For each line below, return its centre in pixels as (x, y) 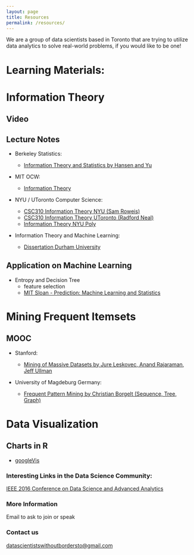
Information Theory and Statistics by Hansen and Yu (88, 165)
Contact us (22, 532)
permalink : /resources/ (36, 23)
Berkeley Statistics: (38, 153)
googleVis (27, 460)
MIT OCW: (27, 177)
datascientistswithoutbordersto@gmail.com (60, 545)
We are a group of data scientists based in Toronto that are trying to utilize (97, 40)
